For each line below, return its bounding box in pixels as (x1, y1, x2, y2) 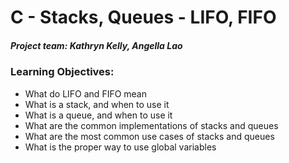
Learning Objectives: (10, 65, 115, 79)
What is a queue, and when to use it (24, 109, 173, 121)
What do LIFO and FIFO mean (24, 87, 148, 100)
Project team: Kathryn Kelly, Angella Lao (10, 39, 183, 51)
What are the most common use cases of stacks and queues (24, 130, 275, 142)
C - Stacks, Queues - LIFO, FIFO (10, 6, 277, 29)
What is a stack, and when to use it (24, 98, 170, 110)
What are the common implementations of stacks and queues (24, 119, 279, 131)
